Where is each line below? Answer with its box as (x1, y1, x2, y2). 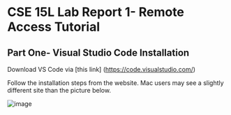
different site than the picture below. (7, 86, 112, 94)
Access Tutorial (7, 19, 100, 35)
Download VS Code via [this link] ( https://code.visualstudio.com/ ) (7, 66, 196, 73)
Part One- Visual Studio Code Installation (7, 47, 190, 59)
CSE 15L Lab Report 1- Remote (7, 4, 185, 20)
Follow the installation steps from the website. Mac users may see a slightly (7, 79, 225, 87)
